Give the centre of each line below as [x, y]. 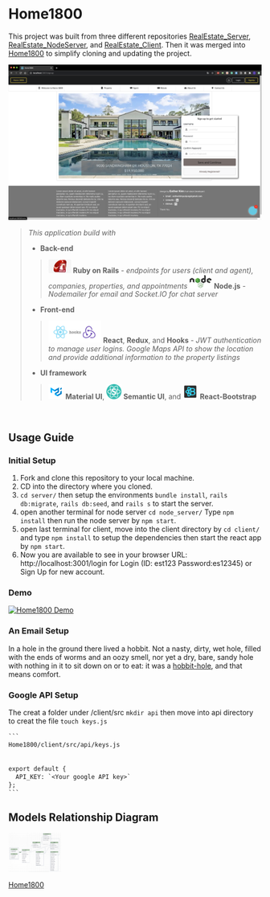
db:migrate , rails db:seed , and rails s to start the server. [117, 504]
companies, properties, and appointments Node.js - [147, 285]
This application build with [72, 232]
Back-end [57, 248]
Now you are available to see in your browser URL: [103, 555]
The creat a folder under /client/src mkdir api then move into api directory [131, 712]
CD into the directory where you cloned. [86, 486]
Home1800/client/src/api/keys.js [64, 744]
